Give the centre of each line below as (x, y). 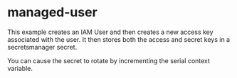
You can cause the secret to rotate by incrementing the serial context (109, 60)
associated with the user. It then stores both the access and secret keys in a (118, 39)
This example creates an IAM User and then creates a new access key (110, 32)
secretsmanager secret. (42, 47)
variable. (20, 68)
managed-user (52, 12)
